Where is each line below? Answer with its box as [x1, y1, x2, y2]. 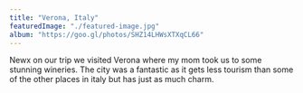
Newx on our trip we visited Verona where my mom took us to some [9, 55, 262, 66]
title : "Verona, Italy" [9, 13, 99, 23]
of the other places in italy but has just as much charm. [9, 74, 214, 85]
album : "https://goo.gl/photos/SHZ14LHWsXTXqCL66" [9, 30, 204, 39]
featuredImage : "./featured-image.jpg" [9, 22, 160, 31]
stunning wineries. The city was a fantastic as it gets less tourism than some [9, 64, 294, 75]
